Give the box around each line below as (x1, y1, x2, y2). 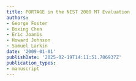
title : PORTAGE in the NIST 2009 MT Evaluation (6, 9, 130, 15)
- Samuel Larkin (6, 43, 48, 49)
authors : (6, 15, 29, 21)
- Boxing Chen (6, 26, 43, 32)
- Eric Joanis (6, 32, 43, 38)
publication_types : (6, 60, 56, 66)
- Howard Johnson (6, 37, 51, 43)
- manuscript (6, 65, 40, 72)
